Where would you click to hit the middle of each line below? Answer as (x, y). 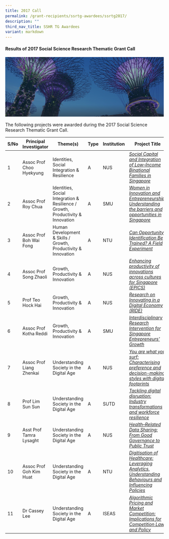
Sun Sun (31, 406)
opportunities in (145, 215)
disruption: (140, 396)
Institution (114, 144)
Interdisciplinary (146, 318)
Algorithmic (141, 497)
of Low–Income (145, 165)
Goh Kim (31, 471)
